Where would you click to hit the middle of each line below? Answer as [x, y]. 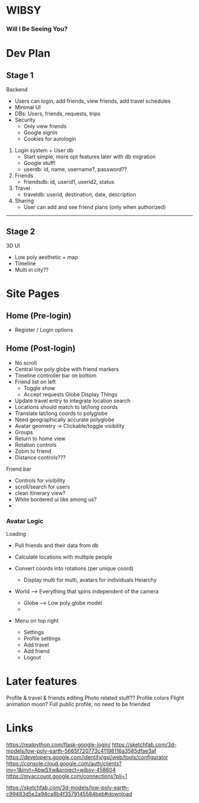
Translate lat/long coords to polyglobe [61, 413]
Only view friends [45, 126]
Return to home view [40, 438]
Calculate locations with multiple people [63, 557]
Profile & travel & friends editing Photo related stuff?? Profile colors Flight [95, 697]
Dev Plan [28, 53]
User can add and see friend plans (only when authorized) [95, 207]
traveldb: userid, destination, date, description [80, 195]
